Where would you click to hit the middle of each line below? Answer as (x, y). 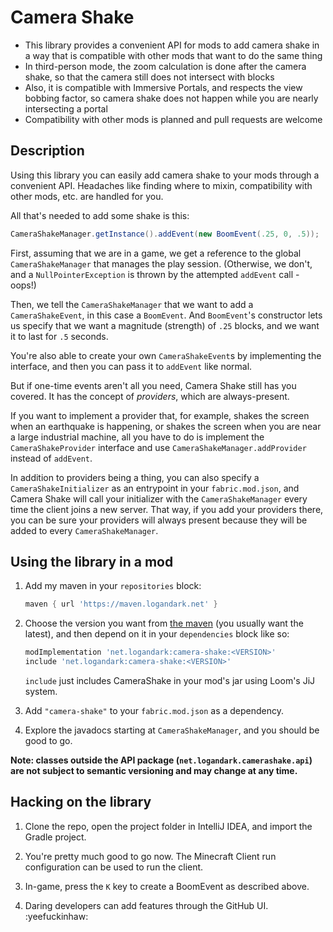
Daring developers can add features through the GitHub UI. (146, 905)
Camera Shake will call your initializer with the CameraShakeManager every (159, 498)
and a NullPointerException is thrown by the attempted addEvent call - (155, 274)
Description (47, 151)
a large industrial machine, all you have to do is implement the (137, 437)
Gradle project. (55, 837)
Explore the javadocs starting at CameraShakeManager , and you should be (172, 730)
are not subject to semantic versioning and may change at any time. (154, 771)
